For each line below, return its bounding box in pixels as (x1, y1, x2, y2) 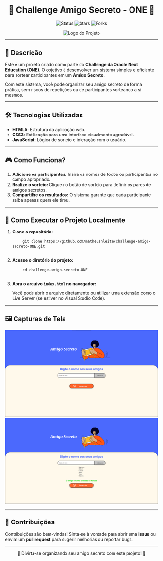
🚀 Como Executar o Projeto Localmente (5, 216, 126, 224)
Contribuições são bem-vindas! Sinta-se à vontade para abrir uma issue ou (5, 531, 156, 537)
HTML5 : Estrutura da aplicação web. (12, 126, 86, 132)
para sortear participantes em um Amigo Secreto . (5, 72, 105, 77)
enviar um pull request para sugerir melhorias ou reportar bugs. (5, 536, 133, 542)
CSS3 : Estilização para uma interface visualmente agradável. (12, 132, 134, 137)
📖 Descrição (5, 49, 43, 57)
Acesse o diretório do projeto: (12, 257, 74, 263)
